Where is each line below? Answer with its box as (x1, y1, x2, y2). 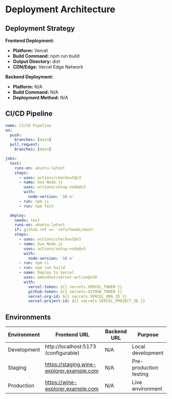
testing (132, 370, 149, 377)
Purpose (137, 331, 159, 339)
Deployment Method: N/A (12, 95, 69, 100)
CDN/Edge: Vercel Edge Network (12, 64, 83, 70)
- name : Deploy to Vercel (18, 270, 74, 275)
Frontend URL (55, 331, 90, 339)
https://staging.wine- (45, 361, 96, 368)
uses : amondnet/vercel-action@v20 (24, 275, 97, 280)
